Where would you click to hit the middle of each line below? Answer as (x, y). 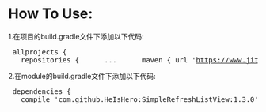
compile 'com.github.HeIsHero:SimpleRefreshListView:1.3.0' (140, 99)
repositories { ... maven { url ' (108, 60)
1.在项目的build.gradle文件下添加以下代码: (76, 36)
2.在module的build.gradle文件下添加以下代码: (82, 76)
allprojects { (40, 52)
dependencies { (42, 91)
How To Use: (51, 14)
